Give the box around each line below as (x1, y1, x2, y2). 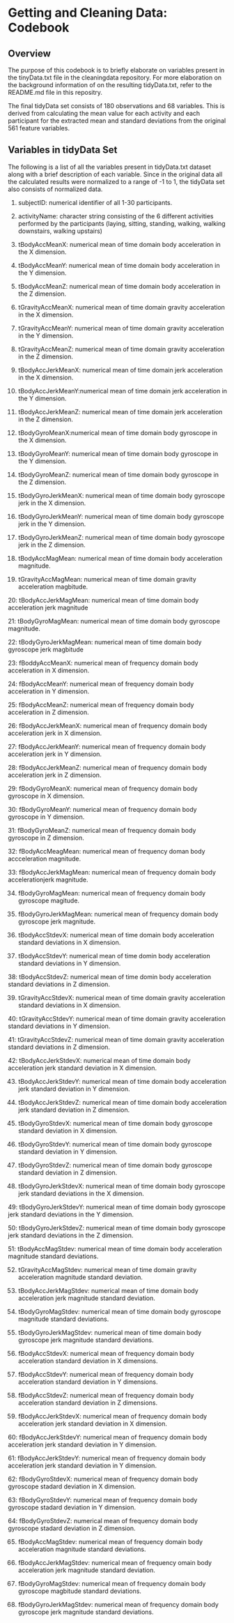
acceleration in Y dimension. (8, 687, 90, 695)
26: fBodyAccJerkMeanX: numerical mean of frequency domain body (8, 721, 208, 730)
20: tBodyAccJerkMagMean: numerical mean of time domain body (8, 596, 199, 604)
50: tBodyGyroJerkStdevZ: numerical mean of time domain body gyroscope (8, 1223, 226, 1232)
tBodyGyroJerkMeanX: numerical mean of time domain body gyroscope (17, 491, 226, 499)
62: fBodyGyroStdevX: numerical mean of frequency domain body (8, 1474, 198, 1483)
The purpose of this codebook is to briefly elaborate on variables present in (8, 66, 225, 74)
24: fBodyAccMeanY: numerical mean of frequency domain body (8, 679, 194, 688)
